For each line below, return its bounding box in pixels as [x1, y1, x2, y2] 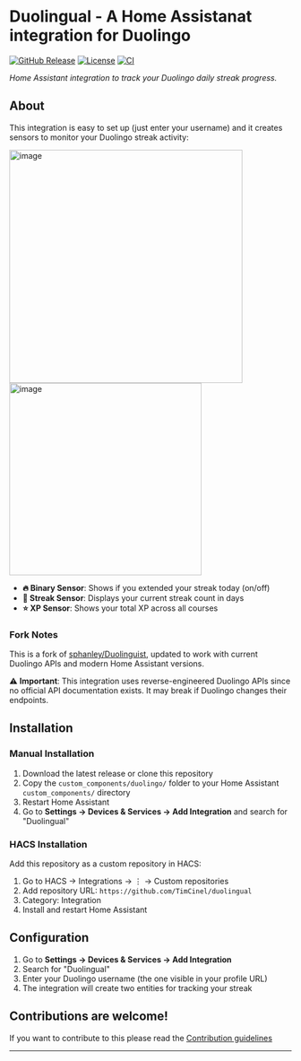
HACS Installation [9, 838, 88, 850]
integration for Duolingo [9, 25, 191, 46]
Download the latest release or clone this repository [21, 768, 213, 778]
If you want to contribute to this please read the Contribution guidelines [9, 1032, 273, 1043]
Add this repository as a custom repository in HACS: [9, 858, 202, 869]
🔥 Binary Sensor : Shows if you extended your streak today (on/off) [21, 582, 271, 593]
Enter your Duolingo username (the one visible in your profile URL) [21, 973, 268, 984]
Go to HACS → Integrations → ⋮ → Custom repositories [21, 876, 229, 887]
